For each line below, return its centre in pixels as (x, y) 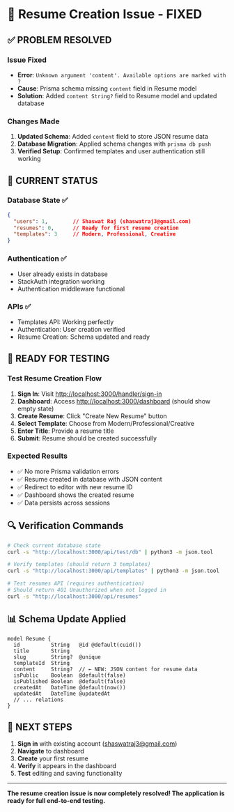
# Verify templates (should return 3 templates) (79, 565)
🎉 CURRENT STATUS (53, 181)
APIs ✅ (19, 307)
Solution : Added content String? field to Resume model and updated (117, 95)
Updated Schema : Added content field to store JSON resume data (113, 137)
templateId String (42, 663)
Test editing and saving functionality (70, 774)
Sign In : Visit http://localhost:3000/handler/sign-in (89, 394)
